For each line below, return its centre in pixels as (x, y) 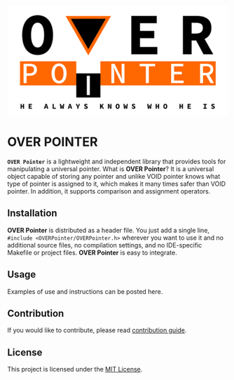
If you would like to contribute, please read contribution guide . (97, 330)
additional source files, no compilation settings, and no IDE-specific (105, 245)
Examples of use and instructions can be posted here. (85, 291)
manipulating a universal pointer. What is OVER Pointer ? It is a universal (111, 169)
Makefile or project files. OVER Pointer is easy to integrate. (92, 252)
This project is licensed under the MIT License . (75, 369)
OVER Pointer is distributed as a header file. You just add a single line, (109, 230)
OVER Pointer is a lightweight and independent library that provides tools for (117, 161)
